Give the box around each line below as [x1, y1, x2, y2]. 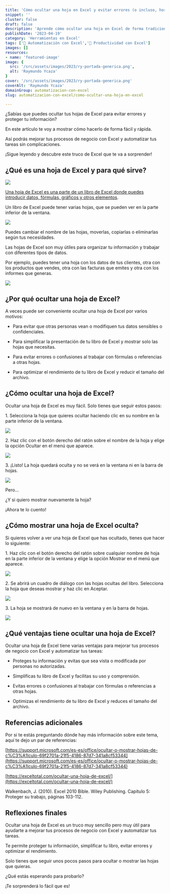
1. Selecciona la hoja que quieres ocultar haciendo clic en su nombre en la [5, 412, 159, 418]
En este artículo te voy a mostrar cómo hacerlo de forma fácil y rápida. [5, 126, 152, 132]
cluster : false [5, 17, 37, 22]
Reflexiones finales [5, 809, 67, 817]
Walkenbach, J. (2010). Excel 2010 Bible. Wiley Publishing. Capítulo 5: [5, 788, 150, 794]
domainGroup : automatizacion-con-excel [5, 87, 90, 93]
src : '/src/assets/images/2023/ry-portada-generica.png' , [10, 64, 135, 69]
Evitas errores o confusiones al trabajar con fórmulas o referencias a [12, 683, 156, 689]
